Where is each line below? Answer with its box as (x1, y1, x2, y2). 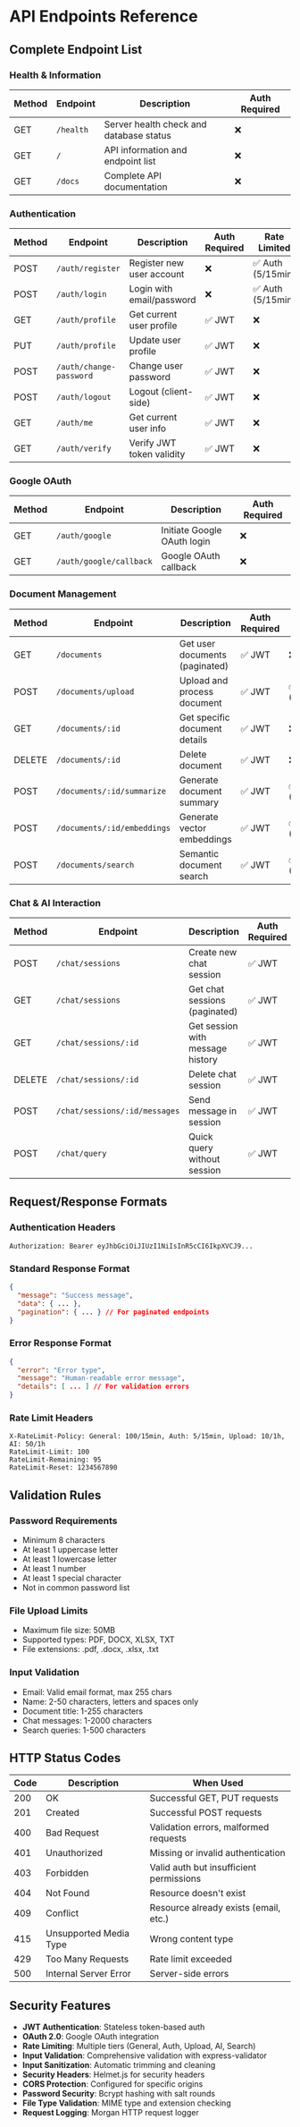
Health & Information (9, 69, 102, 81)
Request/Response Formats (9, 1194, 168, 1209)
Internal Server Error (46, 1968, 131, 1980)
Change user (129, 360, 184, 372)
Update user (129, 334, 181, 346)
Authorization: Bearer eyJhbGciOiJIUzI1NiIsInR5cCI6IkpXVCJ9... (9, 1241, 254, 1250)
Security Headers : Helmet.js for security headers (21, 2069, 205, 2080)
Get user (179, 637, 216, 649)
